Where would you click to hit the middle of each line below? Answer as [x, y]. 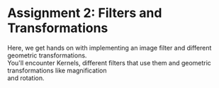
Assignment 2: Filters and [85, 13]
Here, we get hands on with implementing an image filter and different [109, 48]
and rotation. [26, 78]
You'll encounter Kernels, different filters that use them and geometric [109, 62]
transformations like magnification [57, 70]
